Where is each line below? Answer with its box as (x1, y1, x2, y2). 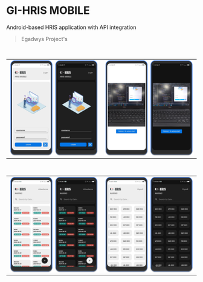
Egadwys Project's (21, 35, 68, 42)
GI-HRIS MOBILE (6, 4, 90, 18)
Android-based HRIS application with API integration (6, 24, 137, 31)
